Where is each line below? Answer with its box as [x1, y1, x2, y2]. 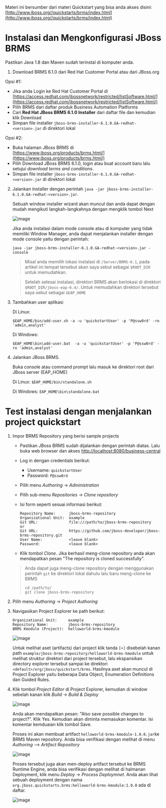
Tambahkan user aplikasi [12, 299, 64, 305]
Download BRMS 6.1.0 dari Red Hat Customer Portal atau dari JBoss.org [12, 69, 160, 75]
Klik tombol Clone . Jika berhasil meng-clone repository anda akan [19, 550, 155, 556]
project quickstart [5, 417, 81, 428]
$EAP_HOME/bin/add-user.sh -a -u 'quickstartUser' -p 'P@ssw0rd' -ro [12, 318, 160, 323]
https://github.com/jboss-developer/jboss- [69, 528, 161, 533]
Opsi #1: [5, 78, 22, 84]
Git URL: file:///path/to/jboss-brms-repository [19, 520, 152, 525]
